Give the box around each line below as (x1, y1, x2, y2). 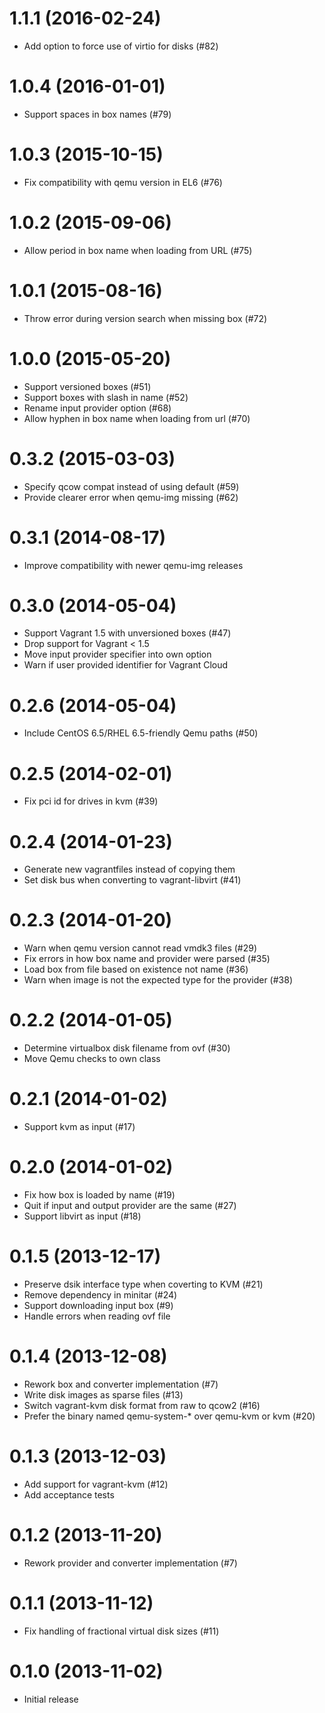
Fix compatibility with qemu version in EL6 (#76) (23, 176, 223, 188)
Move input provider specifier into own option (23, 648, 212, 661)
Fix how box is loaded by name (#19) (23, 1189, 176, 1201)
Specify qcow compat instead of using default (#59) (23, 480, 240, 492)
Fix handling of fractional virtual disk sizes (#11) (23, 1625, 220, 1637)
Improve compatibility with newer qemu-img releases (23, 559, 244, 571)
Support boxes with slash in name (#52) (23, 391, 189, 403)
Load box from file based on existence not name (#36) (23, 963, 249, 976)
